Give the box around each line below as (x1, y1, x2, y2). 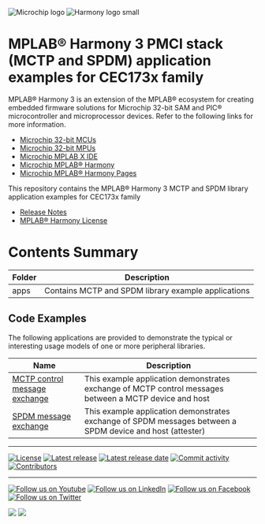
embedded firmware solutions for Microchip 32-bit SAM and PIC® (8, 102, 222, 112)
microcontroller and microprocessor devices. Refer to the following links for (8, 111, 254, 121)
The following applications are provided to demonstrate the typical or (8, 333, 233, 342)
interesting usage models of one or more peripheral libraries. (8, 341, 206, 351)
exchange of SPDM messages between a (84, 415, 237, 426)
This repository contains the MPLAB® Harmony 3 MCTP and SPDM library (8, 184, 248, 193)
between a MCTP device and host (84, 392, 211, 403)
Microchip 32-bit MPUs (19, 143, 96, 153)
